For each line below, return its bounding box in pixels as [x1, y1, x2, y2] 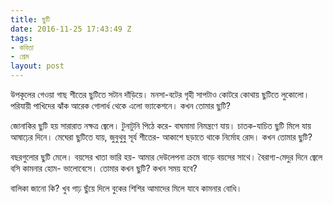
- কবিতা [10, 42, 34, 53]
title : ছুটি [10, 14, 51, 25]
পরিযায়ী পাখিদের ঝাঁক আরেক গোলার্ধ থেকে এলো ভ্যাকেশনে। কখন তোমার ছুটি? [10, 100, 232, 111]
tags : [10, 33, 33, 43]
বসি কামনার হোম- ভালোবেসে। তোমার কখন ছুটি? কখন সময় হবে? [10, 162, 198, 174]
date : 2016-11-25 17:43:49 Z [10, 24, 132, 34]
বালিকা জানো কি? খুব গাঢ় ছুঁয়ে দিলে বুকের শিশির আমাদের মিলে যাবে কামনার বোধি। [10, 182, 243, 194]
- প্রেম [10, 52, 30, 62]
